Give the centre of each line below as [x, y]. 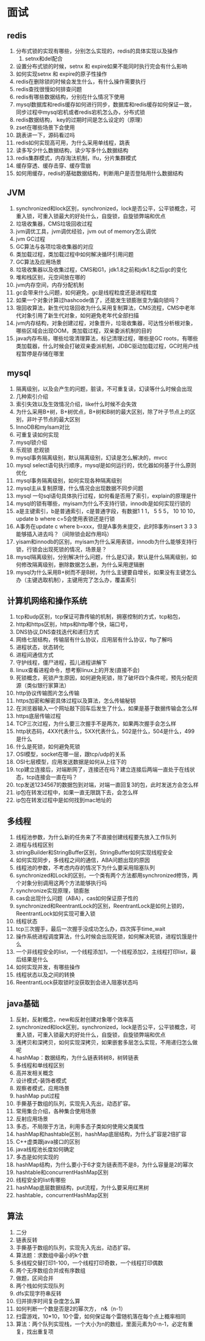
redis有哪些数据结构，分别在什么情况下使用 [70, 97]
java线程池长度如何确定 [45, 1150]
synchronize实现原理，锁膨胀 [53, 891]
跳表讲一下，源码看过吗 [45, 135]
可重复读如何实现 [37, 434]
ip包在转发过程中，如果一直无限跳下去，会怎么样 [77, 792]
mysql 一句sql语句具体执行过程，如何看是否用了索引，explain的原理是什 [106, 495]
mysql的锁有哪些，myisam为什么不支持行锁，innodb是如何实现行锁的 [103, 503]
